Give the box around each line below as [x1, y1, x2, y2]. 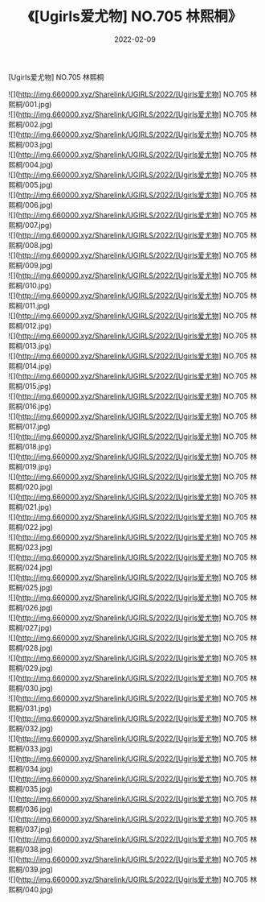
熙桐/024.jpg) [8, 562, 54, 572]
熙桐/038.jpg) [8, 844, 54, 854]
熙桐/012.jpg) [8, 321, 52, 330]
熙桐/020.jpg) [8, 482, 54, 491]
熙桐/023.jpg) [8, 542, 54, 552]
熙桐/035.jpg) [8, 784, 54, 793]
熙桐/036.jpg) [8, 804, 54, 813]
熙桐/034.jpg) [8, 763, 54, 773]
